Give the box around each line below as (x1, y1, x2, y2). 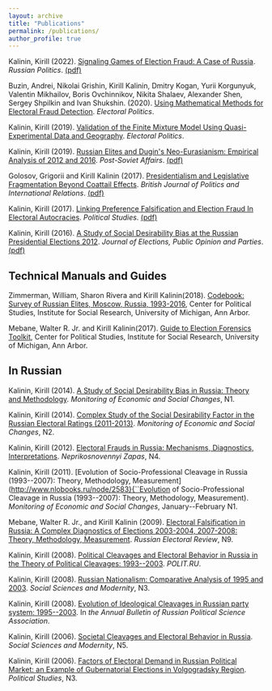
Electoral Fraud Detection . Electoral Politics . (8, 107, 155, 117)
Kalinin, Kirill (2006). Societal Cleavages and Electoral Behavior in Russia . (8, 631, 253, 641)
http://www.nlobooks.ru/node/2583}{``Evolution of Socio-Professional (11, 484, 244, 494)
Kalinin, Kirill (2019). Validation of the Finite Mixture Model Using (8, 122, 223, 132)
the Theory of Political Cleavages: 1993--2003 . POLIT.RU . (8, 558, 202, 568)
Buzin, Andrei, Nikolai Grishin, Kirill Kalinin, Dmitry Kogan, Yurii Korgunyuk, (8, 81, 257, 91)
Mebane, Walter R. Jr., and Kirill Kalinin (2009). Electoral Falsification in (8, 517, 245, 527)
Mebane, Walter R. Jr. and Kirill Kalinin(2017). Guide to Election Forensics (8, 323, 252, 333)
